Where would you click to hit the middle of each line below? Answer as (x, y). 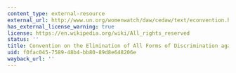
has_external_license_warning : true (61, 26)
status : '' (23, 40)
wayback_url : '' (31, 59)
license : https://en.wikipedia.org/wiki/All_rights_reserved (99, 33)
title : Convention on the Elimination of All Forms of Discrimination (113, 46)
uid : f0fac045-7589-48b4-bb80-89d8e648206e (72, 53)
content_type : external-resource (56, 14)
